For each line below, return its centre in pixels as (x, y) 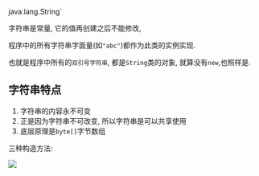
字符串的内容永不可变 (55, 111)
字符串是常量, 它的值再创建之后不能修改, (75, 28)
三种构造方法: (31, 148)
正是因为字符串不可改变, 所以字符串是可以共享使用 (103, 121)
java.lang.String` (35, 12)
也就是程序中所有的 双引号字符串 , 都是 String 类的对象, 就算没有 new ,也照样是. (129, 62)
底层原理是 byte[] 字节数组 (63, 131)
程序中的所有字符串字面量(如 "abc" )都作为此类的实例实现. (102, 45)
